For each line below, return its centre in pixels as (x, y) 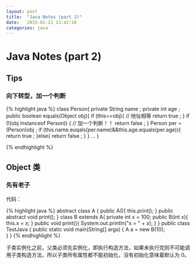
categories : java (27, 28)
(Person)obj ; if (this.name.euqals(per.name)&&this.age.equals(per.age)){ (94, 130)
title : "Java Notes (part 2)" (44, 17)
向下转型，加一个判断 (36, 96)
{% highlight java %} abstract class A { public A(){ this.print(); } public (90, 210)
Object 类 (23, 167)
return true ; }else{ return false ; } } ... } (52, 136)
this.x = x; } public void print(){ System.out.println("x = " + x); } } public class (98, 223)
